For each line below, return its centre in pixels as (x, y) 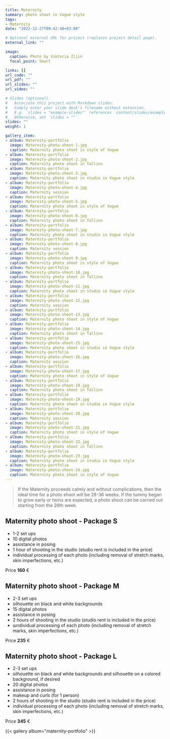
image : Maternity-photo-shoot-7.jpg (48, 230)
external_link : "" (25, 43)
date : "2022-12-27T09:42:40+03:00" (43, 29)
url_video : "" (20, 89)
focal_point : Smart (30, 61)
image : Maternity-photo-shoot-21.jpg (50, 428)
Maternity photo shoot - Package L (61, 656)
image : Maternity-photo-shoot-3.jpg (48, 173)
